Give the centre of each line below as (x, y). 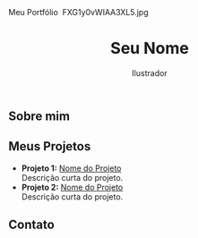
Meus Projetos (50, 146)
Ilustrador (150, 72)
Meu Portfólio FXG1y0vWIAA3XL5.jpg (78, 12)
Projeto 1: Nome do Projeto (71, 168)
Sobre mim (39, 116)
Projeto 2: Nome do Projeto (72, 187)
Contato (31, 225)
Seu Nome (150, 49)
